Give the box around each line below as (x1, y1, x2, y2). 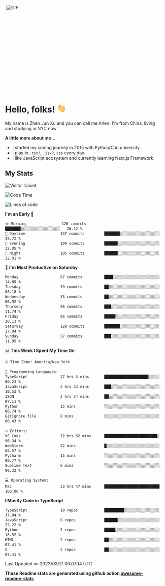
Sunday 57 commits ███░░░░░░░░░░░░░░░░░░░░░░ (5, 334, 160, 339)
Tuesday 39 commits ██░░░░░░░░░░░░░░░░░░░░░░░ (5, 284, 160, 289)
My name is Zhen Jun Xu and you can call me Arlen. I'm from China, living (5, 120, 155, 126)
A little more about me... (5, 135, 56, 141)
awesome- (120, 570, 143, 576)
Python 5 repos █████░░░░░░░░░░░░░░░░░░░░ (5, 527, 160, 532)
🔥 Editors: (5, 428, 28, 433)
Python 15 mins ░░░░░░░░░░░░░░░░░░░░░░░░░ (5, 404, 160, 409)
